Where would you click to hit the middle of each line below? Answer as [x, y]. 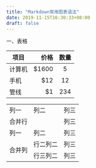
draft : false [23, 23]
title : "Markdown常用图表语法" [43, 12]
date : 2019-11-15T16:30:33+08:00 [48, 18]
